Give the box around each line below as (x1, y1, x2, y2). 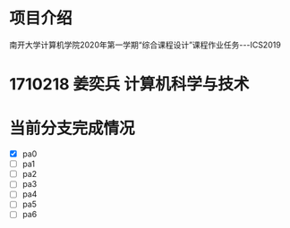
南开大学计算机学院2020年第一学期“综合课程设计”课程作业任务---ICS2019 (9, 39, 282, 50)
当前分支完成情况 (9, 118, 136, 139)
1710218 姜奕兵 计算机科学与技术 (9, 74, 250, 95)
